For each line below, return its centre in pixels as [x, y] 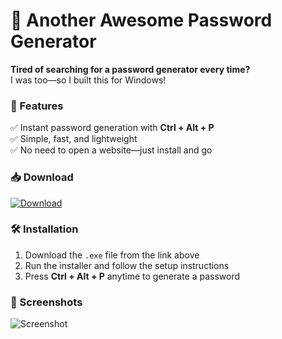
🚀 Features [37, 106]
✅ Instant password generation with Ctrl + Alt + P [112, 128]
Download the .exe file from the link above [112, 255]
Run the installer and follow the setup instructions [127, 265]
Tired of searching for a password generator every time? [130, 69]
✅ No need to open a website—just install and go [111, 150]
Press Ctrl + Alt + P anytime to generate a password [132, 276]
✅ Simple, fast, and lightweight [74, 139]
